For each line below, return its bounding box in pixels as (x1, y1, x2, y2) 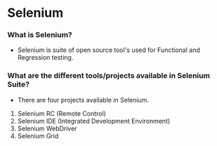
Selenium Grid (17, 131, 59, 140)
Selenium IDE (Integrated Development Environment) (17, 117, 171, 125)
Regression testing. (17, 53, 74, 62)
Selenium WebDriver (17, 124, 77, 133)
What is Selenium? (7, 30, 72, 40)
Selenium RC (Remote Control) (17, 109, 107, 117)
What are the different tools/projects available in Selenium (7, 71, 211, 81)
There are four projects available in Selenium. (17, 95, 149, 104)
